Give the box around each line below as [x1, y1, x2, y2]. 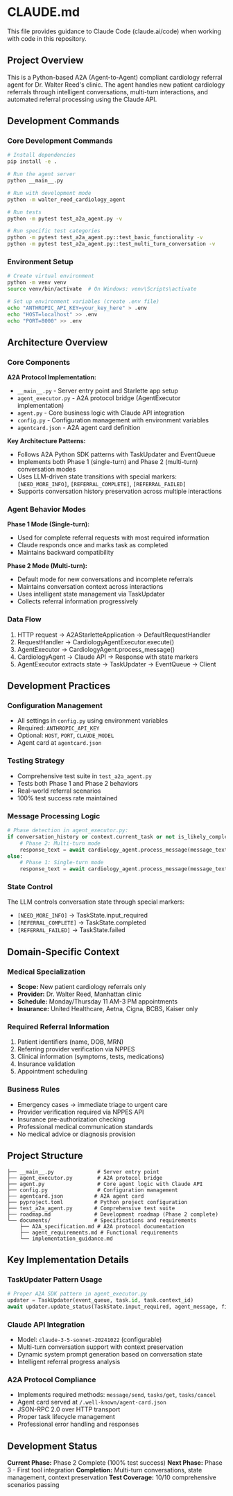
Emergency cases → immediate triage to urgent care [17, 1100, 168, 1108]
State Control [7, 882, 53, 892]
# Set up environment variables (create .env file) [7, 298, 159, 305]
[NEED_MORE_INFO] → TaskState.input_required [17, 911, 148, 920]
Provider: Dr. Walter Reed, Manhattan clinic [17, 990, 142, 999]
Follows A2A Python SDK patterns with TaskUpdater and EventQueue [17, 450, 216, 458]
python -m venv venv [7, 279, 67, 286]
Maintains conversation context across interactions [17, 583, 164, 591]
